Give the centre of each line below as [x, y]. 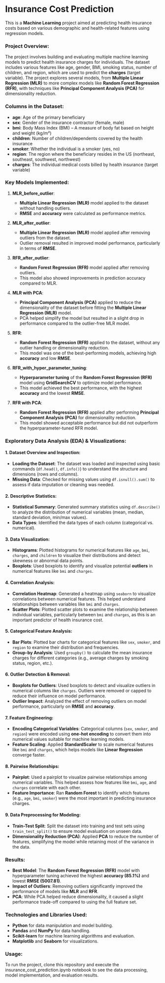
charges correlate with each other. [47, 788]
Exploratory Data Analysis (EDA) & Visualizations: [66, 441]
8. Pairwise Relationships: [32, 766]
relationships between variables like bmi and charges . [66, 604]
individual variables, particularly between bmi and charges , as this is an [84, 614]
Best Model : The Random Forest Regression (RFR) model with [76, 870]
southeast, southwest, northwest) [46, 159]
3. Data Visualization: [28, 539]
